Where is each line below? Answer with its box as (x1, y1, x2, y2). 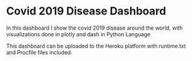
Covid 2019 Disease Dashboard (6, 4, 167, 18)
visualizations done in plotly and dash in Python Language (6, 30, 150, 37)
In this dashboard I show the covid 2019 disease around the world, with (6, 24, 183, 31)
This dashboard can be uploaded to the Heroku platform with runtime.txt (6, 42, 186, 50)
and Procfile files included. (6, 48, 73, 56)
